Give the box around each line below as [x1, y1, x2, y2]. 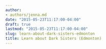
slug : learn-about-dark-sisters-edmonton [5, 31, 95, 36]
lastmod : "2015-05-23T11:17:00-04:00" [5, 27, 88, 32]
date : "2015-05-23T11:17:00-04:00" [5, 17, 81, 22]
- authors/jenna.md [5, 12, 47, 17]
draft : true [5, 21, 31, 27]
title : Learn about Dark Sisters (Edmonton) [5, 36, 102, 41]
